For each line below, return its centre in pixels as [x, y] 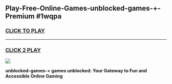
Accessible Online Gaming [34, 76]
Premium [20, 17]
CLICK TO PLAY [25, 31]
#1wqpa [49, 17]
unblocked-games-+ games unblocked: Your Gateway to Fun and [76, 70]
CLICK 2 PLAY [23, 50]
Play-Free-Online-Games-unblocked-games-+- [83, 8]
